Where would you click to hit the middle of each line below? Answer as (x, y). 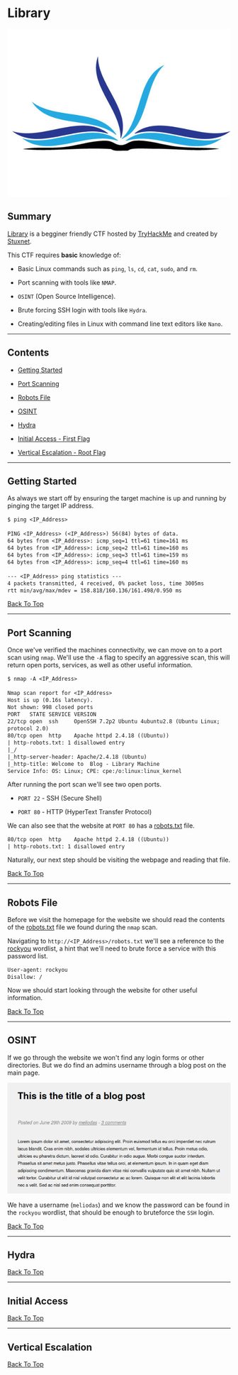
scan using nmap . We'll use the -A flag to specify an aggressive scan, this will (119, 657)
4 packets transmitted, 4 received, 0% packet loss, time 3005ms (106, 584)
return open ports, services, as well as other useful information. (100, 665)
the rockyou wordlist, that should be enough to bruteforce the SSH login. (111, 1212)
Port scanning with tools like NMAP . (67, 283)
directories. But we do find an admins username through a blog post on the (117, 1065)
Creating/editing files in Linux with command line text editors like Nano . (120, 324)
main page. (24, 1073)
